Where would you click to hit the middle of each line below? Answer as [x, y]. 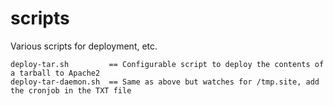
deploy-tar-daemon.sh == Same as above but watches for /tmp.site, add [165, 82]
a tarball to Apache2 [55, 73]
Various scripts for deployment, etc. [84, 46]
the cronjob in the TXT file [71, 90]
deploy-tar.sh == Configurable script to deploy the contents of [167, 64]
